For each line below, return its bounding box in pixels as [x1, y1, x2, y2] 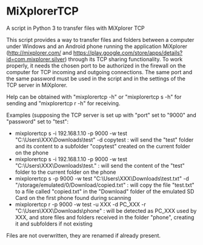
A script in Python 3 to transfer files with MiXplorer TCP [6, 24, 145, 32]
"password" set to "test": [6, 117, 69, 125]
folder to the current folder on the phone [15, 168, 116, 176]
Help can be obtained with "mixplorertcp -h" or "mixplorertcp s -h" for [6, 93, 182, 100]
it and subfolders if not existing [15, 220, 93, 227]
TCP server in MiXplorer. [6, 81, 68, 89]
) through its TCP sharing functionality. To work [64, 55, 183, 63]
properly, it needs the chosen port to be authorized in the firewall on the [6, 62, 186, 69]
